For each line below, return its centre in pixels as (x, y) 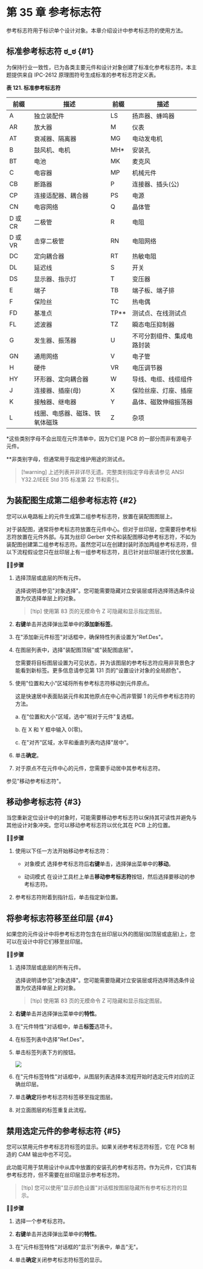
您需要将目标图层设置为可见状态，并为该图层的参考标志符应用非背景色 (102, 663)
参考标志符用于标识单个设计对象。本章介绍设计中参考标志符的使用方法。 (96, 30)
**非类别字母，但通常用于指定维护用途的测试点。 (67, 459)
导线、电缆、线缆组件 (163, 379)
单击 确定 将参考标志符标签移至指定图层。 (65, 1097)
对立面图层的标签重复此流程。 (52, 1110)
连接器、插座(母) (58, 390)
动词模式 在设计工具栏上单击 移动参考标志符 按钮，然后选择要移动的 (107, 877)
